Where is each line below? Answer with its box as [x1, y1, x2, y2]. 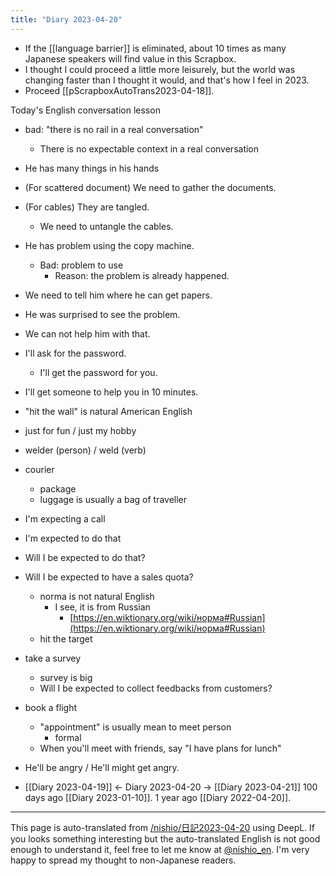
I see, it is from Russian [54, 601, 151, 613]
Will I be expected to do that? [24, 551, 146, 563]
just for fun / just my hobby [24, 424, 137, 436]
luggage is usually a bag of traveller [39, 493, 188, 505]
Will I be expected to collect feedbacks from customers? [39, 682, 273, 694]
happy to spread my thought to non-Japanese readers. [10, 854, 237, 866]
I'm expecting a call [24, 512, 106, 525]
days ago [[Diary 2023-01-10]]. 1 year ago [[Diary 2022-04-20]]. [24, 791, 292, 803]
